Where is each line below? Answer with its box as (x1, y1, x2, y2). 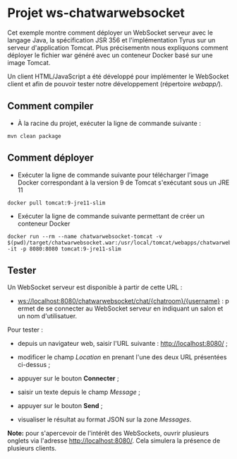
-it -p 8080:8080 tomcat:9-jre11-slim (7, 245, 121, 252)
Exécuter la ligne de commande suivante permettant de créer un (17, 211, 205, 220)
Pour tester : (7, 325, 44, 334)
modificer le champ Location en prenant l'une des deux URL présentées (17, 353, 227, 361)
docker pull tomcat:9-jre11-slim (7, 199, 106, 207)
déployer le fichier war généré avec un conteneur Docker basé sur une (7, 51, 213, 59)
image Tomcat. (7, 58, 51, 66)
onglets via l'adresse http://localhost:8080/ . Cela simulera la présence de (7, 436, 221, 445)
